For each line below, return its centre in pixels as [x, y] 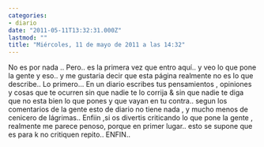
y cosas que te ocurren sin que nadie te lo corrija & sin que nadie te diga [126, 92]
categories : [28, 15]
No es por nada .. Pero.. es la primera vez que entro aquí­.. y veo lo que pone [132, 67]
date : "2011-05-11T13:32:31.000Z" [65, 30]
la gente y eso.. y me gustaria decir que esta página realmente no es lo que [131, 76]
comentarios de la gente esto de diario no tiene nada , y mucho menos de [128, 109]
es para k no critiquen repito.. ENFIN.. [69, 134]
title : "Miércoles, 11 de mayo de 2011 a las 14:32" [97, 45]
